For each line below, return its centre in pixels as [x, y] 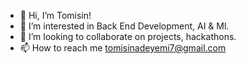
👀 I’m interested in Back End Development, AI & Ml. [124, 26]
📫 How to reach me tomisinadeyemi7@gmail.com [123, 48]
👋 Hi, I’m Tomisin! [55, 15]
